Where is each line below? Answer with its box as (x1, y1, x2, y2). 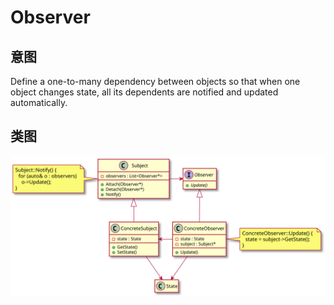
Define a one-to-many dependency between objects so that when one (10, 76, 301, 87)
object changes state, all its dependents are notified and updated (10, 86, 279, 98)
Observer (10, 6, 91, 29)
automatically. (10, 97, 68, 108)
